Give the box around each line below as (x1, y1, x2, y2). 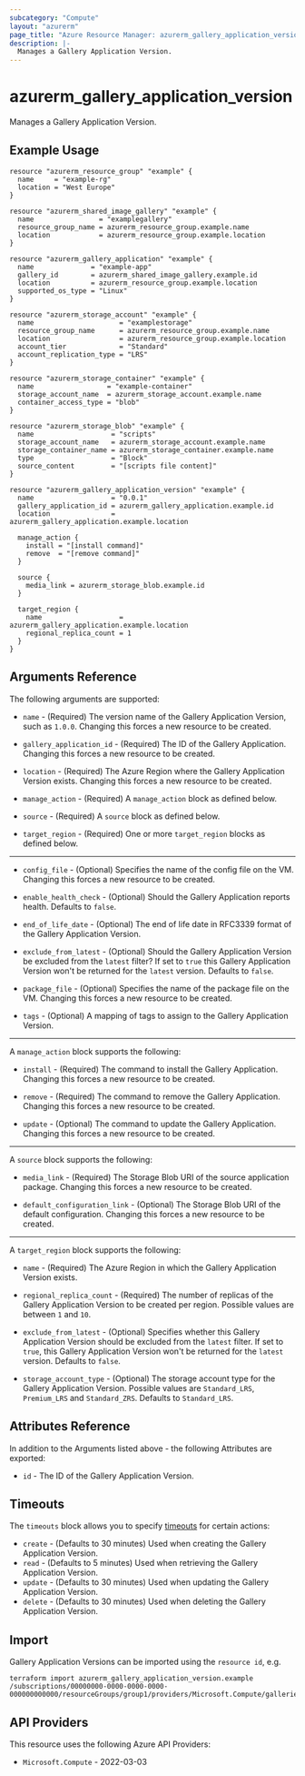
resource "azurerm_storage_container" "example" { (9, 374, 205, 383)
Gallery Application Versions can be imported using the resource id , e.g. (9, 1657, 281, 1668)
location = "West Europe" (17, 183, 116, 192)
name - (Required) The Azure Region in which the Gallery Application (22, 1262, 277, 1273)
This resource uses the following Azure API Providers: (9, 1739, 212, 1750)
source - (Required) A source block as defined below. (22, 811, 221, 822)
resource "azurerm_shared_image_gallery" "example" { (9, 207, 218, 216)
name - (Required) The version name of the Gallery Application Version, (22, 711, 287, 721)
